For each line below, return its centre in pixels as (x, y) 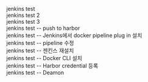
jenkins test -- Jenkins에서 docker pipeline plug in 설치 (74, 35)
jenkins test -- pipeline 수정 (40, 43)
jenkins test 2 (23, 15)
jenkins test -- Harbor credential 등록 (52, 66)
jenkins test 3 (23, 22)
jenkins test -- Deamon (35, 73)
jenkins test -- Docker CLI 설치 (44, 58)
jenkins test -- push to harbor (43, 28)
